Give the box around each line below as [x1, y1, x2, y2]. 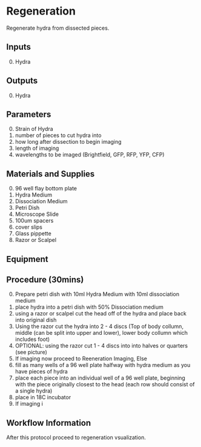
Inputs [6, 42, 31, 52]
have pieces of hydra [15, 368, 68, 375]
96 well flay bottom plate [15, 185, 77, 192]
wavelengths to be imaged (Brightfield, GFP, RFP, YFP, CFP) [15, 151, 165, 158]
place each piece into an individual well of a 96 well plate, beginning [15, 374, 186, 381]
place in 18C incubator [15, 394, 71, 401]
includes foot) [15, 335, 50, 343]
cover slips [15, 223, 43, 231]
